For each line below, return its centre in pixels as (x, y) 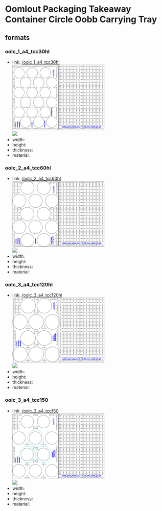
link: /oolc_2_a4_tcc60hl (36, 179)
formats (18, 37)
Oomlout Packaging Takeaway (68, 9)
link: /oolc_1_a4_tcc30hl (36, 62)
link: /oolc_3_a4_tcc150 (35, 411)
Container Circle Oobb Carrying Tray (81, 19)
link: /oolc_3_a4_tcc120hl (37, 295)
